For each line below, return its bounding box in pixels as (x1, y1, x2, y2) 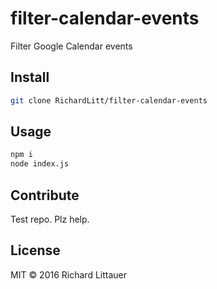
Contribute (10, 187, 80, 204)
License (10, 242, 61, 259)
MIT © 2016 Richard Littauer (10, 268, 127, 281)
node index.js (10, 159, 70, 169)
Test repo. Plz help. (10, 213, 90, 225)
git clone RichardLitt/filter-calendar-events (10, 95, 208, 106)
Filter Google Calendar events (10, 40, 133, 52)
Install (10, 69, 50, 86)
